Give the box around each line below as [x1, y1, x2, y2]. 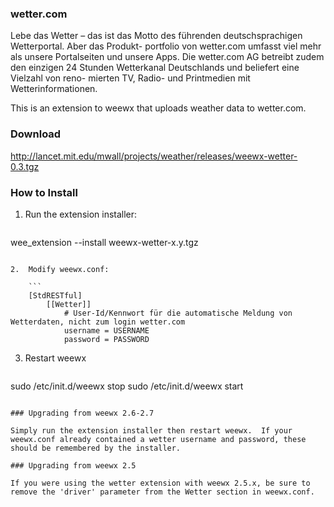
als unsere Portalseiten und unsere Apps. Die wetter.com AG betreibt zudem [10, 51, 325, 63]
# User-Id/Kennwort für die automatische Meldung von [63, 308, 293, 318]
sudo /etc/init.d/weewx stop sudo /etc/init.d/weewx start [10, 380, 244, 392]
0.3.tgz [10, 160, 40, 172]
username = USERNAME [63, 325, 150, 336]
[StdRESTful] [28, 290, 83, 301]
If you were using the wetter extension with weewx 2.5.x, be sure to [10, 478, 311, 488]
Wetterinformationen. [10, 83, 98, 95]
